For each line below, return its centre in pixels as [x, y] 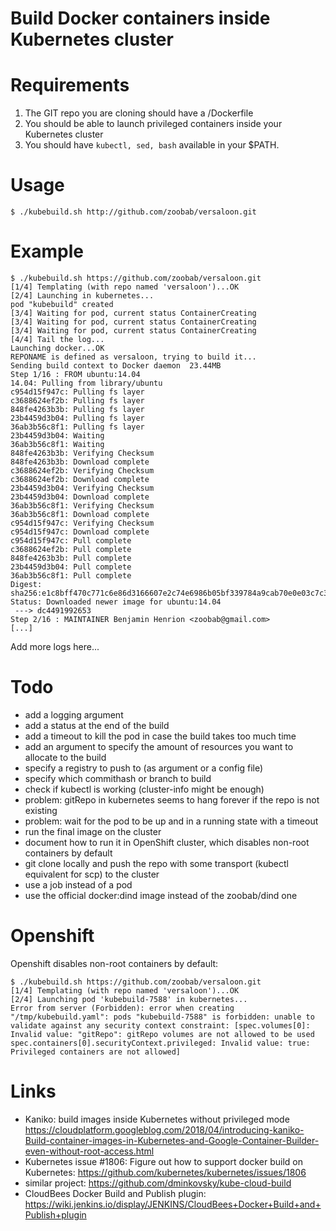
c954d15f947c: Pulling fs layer [77, 392]
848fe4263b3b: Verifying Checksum [82, 453]
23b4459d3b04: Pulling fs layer [77, 418]
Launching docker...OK [57, 348]
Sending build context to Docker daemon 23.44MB [116, 366]
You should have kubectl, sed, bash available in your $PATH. [152, 145]
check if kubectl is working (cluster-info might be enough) [144, 789]
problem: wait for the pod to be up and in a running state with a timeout [171, 821]
